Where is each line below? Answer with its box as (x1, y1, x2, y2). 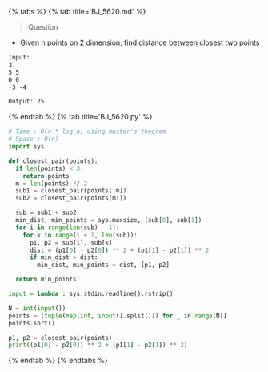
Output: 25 (8, 98, 45, 106)
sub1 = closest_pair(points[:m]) (15, 187, 127, 195)
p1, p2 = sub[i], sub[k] (29, 238, 113, 247)
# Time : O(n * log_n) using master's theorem (8, 127, 166, 135)
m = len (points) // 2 (15, 180, 88, 188)
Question (27, 22, 58, 31)
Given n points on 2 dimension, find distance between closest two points (19, 38, 260, 47)
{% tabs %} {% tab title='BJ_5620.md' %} (8, 7, 146, 16)
